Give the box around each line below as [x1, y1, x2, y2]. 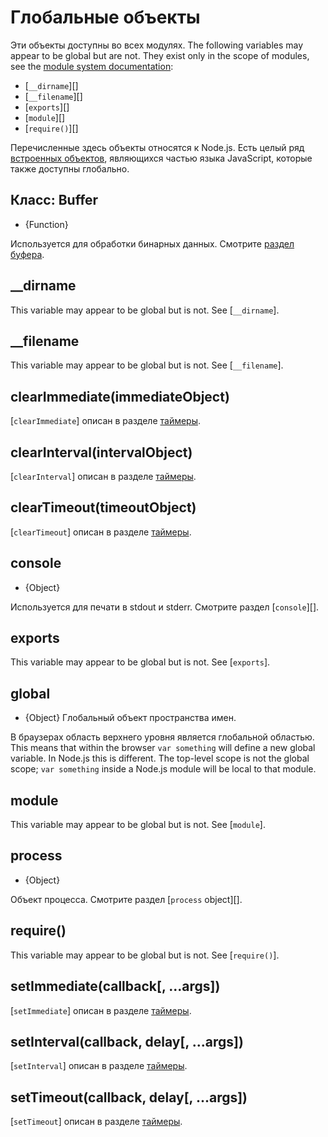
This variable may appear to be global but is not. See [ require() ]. [10, 949, 280, 961]
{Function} [24, 218, 69, 230]
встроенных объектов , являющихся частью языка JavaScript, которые [10, 152, 313, 164]
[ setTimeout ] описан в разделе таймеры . [10, 1116, 183, 1128]
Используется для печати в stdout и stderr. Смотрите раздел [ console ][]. [10, 601, 320, 613]
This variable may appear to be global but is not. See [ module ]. [10, 819, 266, 831]
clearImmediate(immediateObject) [10, 388, 230, 405]
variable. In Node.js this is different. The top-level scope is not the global [10, 752, 310, 765]
